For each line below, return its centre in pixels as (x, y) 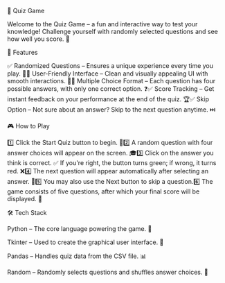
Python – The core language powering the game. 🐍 (80, 229)
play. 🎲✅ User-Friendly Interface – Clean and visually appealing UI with (108, 74)
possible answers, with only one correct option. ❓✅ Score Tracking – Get (111, 89)
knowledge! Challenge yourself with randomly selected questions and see (112, 32)
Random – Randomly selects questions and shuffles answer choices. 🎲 (108, 272)
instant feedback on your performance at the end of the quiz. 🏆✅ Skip (108, 99)
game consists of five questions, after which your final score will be (103, 191)
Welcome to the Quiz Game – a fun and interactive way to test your (102, 24)
